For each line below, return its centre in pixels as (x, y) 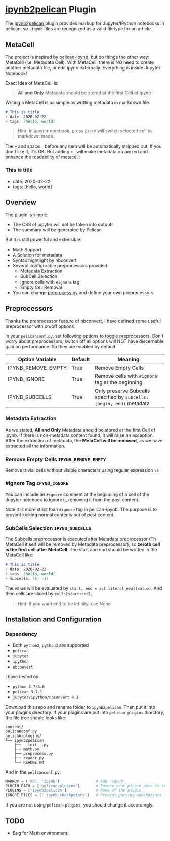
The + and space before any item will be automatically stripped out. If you (83, 146)
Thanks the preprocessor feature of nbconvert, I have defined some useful (83, 321)
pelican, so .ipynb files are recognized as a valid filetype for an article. (79, 28)
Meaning (129, 360)
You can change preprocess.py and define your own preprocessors (83, 293)
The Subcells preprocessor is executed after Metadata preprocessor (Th (81, 539)
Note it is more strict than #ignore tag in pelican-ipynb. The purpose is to (81, 510)
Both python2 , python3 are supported (51, 645)
